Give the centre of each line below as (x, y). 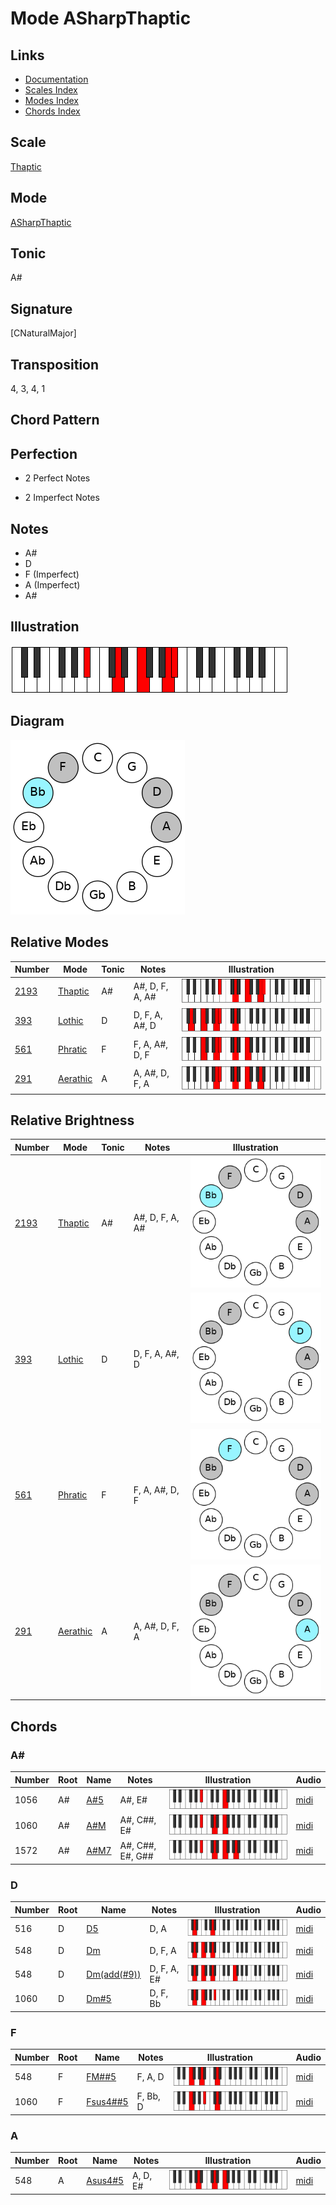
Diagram (37, 721)
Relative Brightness (72, 1120)
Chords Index (52, 111)
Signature (41, 308)
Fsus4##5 (107, 2101)
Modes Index (51, 100)
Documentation (56, 79)
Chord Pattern (55, 420)
